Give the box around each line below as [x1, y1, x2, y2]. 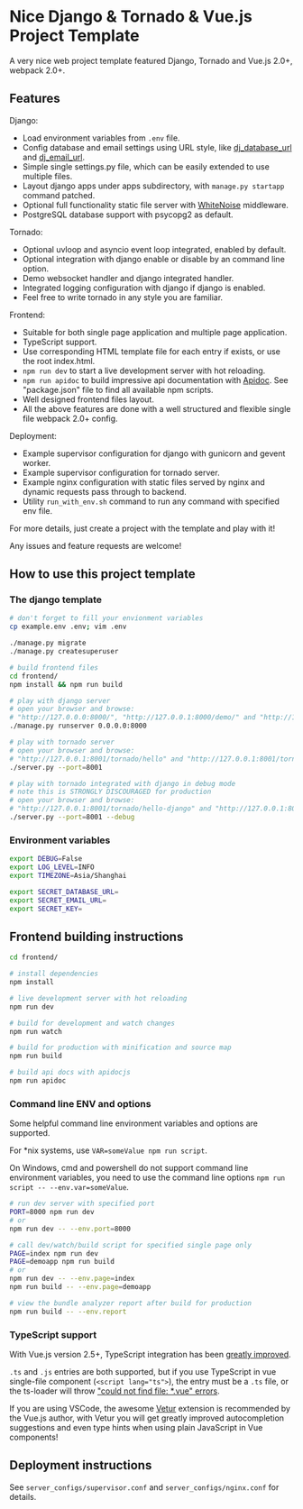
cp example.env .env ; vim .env [9, 622, 127, 632]
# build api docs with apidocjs [9, 1068, 131, 1077]
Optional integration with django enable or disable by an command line [22, 253, 286, 264]
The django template [9, 593, 102, 606]
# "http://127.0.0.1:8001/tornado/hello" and [9, 754, 183, 764]
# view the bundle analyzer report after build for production [9, 1298, 252, 1308]
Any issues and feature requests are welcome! [9, 540, 182, 551]
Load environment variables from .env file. [22, 133, 180, 143]
